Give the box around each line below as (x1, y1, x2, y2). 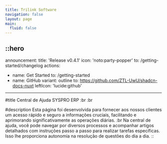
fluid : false (9, 26, 37, 31)
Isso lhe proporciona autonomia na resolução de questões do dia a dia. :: (5, 133, 154, 139)
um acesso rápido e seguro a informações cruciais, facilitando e (5, 112, 137, 118)
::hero (5, 44, 24, 53)
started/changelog (5, 63, 43, 69)
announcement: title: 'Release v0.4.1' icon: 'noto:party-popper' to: (5, 57, 140, 63)
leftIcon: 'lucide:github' (34, 82, 82, 88)
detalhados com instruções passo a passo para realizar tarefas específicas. (5, 128, 160, 134)
